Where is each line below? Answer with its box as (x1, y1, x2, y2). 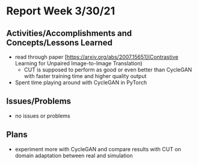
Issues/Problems (6, 96, 71, 106)
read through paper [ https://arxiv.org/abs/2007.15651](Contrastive (14, 53, 179, 61)
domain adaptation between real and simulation (14, 152, 134, 159)
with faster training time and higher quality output (23, 73, 147, 79)
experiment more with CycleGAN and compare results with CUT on (14, 145, 182, 152)
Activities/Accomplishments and (6, 28, 132, 38)
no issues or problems (14, 112, 70, 119)
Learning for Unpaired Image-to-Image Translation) (14, 60, 143, 67)
